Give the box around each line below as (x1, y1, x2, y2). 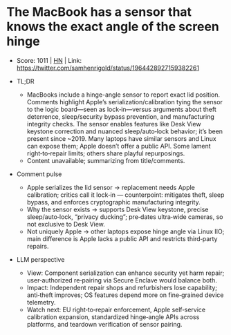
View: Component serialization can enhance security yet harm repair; (26, 269, 225, 277)
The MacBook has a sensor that (6, 4, 192, 20)
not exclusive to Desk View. (26, 220, 105, 228)
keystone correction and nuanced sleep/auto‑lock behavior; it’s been (26, 127, 223, 135)
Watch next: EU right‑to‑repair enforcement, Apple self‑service (26, 305, 205, 314)
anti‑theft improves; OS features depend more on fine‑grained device (26, 291, 224, 299)
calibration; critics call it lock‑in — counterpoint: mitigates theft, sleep (26, 191, 225, 199)
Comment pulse (16, 170, 62, 178)
